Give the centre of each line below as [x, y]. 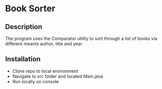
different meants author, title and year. [44, 44]
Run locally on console [36, 81]
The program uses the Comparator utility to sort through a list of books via [81, 38]
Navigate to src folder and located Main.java [58, 76]
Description [24, 27]
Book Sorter [30, 9]
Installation [23, 59]
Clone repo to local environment [45, 71]
